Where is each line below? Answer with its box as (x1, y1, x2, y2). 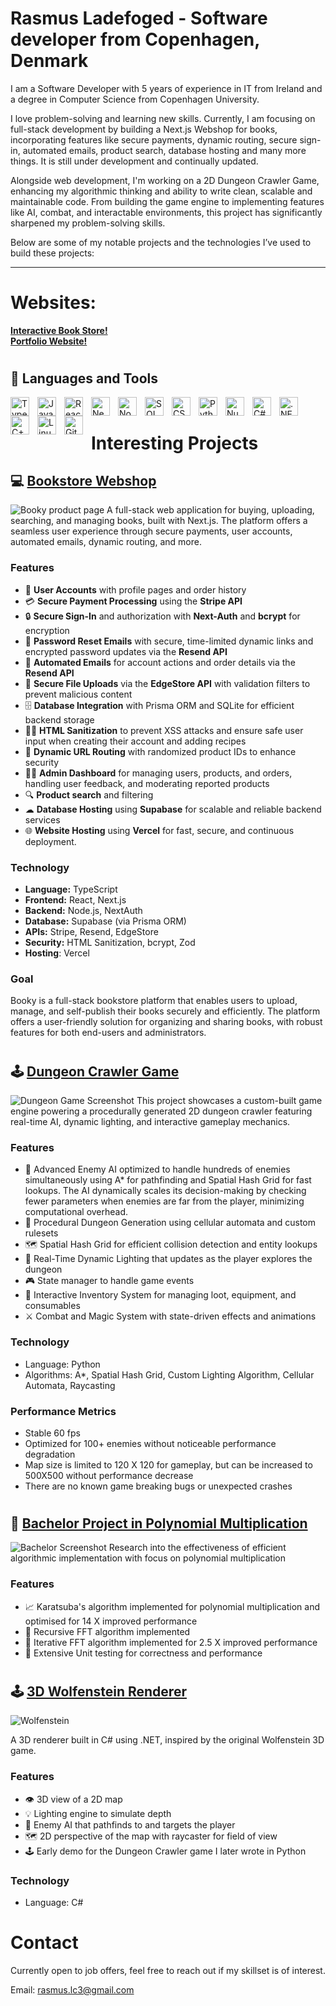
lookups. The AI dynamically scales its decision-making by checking (24, 1185, 307, 1197)
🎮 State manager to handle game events (24, 1275, 195, 1287)
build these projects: (10, 247, 95, 259)
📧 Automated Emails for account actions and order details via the (24, 656, 296, 668)
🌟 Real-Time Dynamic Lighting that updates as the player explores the (24, 1253, 313, 1265)
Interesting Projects (91, 432, 259, 454)
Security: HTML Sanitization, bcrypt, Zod (24, 937, 196, 949)
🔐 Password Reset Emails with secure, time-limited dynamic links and (24, 635, 314, 647)
